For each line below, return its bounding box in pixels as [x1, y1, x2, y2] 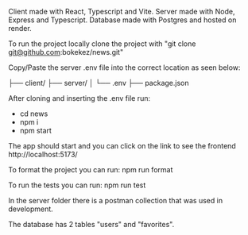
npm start [19, 126, 52, 135]
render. [8, 24, 32, 33]
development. [8, 204, 53, 214]
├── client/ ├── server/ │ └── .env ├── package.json [8, 79, 189, 87]
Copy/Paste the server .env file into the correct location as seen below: [8, 63, 241, 72]
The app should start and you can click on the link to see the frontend [8, 141, 236, 150]
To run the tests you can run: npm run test [8, 180, 146, 190]
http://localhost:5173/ [8, 150, 78, 159]
